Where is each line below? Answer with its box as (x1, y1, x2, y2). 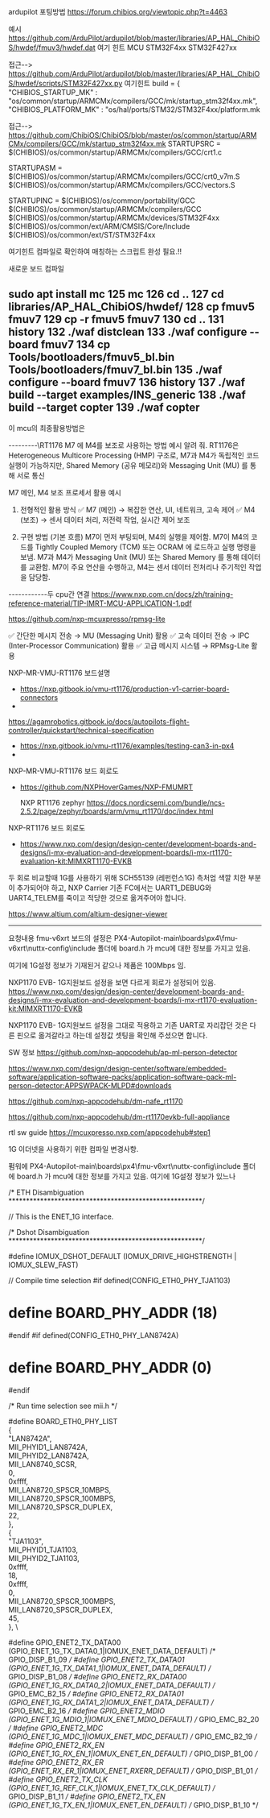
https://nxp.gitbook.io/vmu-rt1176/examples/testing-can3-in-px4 (19, 740, 235, 751)
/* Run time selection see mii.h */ (8, 1401, 118, 1410)
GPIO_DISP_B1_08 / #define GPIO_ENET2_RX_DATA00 (8, 1671, 187, 1681)
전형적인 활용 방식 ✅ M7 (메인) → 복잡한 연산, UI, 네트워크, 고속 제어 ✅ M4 (19, 504, 256, 514)
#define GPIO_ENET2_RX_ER (8, 1757, 104, 1766)
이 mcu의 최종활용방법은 (8, 423, 86, 433)
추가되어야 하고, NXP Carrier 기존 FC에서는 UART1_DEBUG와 (16, 883, 212, 892)
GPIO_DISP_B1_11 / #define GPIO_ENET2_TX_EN (8, 1791, 166, 1801)
